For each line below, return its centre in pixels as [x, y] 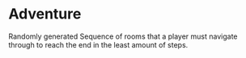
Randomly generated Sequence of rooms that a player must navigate [123, 36]
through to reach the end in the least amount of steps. [98, 44]
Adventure [45, 14]
